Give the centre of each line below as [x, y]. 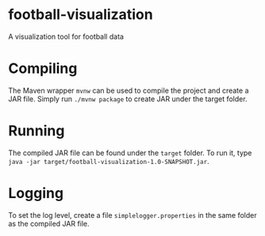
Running [36, 131]
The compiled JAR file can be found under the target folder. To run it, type [130, 153]
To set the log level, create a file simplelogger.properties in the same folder [132, 215]
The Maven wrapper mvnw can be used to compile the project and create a [129, 90]
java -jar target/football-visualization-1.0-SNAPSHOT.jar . [109, 161]
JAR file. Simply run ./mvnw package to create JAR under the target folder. [128, 99]
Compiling [43, 69]
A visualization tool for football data [66, 36]
